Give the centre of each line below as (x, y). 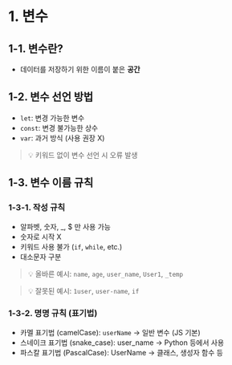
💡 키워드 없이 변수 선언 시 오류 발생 (83, 155)
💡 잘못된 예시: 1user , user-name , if (83, 290)
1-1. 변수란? (36, 49)
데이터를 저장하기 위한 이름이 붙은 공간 (80, 69)
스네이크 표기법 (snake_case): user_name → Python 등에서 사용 (122, 343)
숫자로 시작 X (41, 237)
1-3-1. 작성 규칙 (37, 208)
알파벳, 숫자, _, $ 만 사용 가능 (65, 226)
